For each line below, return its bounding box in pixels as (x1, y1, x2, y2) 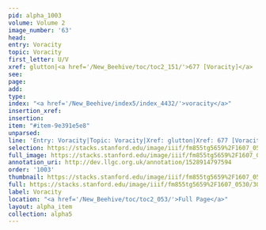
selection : (8, 144, 44, 152)
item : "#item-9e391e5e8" (8, 122, 90, 130)
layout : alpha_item (8, 202, 73, 210)
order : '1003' (8, 166, 55, 174)
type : (8, 92, 26, 100)
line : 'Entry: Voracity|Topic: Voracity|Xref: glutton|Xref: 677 (8, 136, 228, 145)
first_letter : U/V (8, 56, 69, 64)
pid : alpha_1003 (8, 11, 62, 20)
